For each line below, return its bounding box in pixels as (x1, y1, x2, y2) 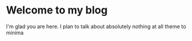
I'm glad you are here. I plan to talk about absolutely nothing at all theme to (6, 23, 186, 30)
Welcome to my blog (6, 4, 108, 17)
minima (6, 29, 24, 36)
